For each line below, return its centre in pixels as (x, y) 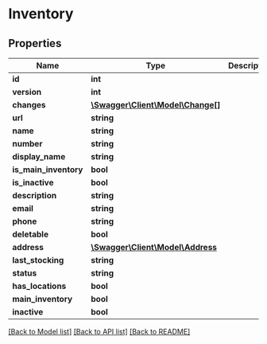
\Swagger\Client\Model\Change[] (156, 105)
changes (29, 105)
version (27, 92)
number (27, 144)
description (35, 195)
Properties (35, 43)
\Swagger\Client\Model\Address (154, 247)
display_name (39, 156)
